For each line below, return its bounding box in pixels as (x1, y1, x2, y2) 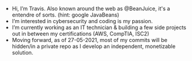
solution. (11, 49, 33, 56)
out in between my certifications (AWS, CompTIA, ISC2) (11, 30, 150, 37)
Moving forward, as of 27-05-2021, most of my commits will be (11, 37, 167, 43)
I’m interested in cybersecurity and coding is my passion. (11, 18, 153, 24)
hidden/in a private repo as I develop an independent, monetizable (11, 43, 176, 50)
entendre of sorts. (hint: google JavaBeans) (11, 11, 120, 18)
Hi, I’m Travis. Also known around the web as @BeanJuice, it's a (11, 5, 170, 12)
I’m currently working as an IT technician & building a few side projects (11, 24, 187, 31)
